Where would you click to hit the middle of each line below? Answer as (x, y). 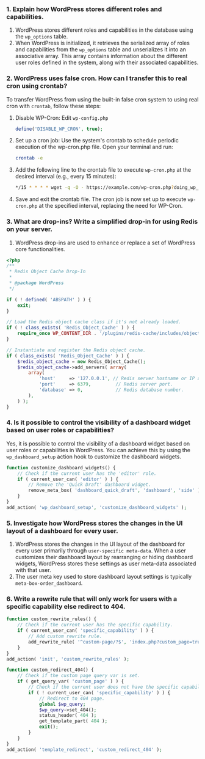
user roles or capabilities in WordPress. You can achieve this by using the (99, 450)
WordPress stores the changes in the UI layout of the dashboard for (100, 544)
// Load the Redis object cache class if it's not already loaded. (94, 322)
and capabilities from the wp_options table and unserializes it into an (100, 50)
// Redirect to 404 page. (72, 698)
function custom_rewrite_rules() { (52, 619)
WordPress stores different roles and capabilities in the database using (104, 30)
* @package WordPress (36, 283)
